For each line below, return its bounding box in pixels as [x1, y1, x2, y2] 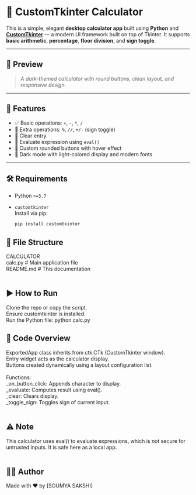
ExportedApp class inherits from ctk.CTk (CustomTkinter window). [6, 349, 166, 356]
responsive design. [20, 81, 66, 88]
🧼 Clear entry [14, 132, 47, 139]
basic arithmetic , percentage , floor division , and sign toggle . [6, 37, 156, 44]
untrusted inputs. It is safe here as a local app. [6, 444, 117, 451]
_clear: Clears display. [6, 392, 59, 400]
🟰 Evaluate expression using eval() [14, 138, 100, 145]
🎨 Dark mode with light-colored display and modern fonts [14, 150, 153, 157]
